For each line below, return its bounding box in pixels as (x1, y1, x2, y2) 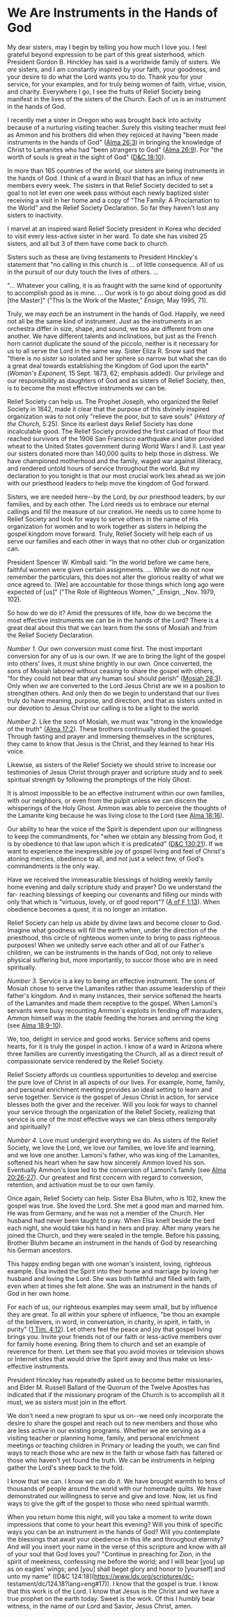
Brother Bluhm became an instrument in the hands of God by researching (7, 1238, 217, 1247)
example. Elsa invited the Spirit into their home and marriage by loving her (7, 1266, 219, 1275)
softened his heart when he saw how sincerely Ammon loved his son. (7, 1158, 206, 1166)
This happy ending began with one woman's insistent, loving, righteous (7, 1259, 212, 1268)
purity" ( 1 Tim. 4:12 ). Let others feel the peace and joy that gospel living (7, 1325, 212, 1333)
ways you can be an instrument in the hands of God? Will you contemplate (7, 1528, 221, 1536)
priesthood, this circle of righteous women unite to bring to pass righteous (7, 933, 221, 942)
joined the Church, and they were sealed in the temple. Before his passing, (7, 1231, 221, 1239)
